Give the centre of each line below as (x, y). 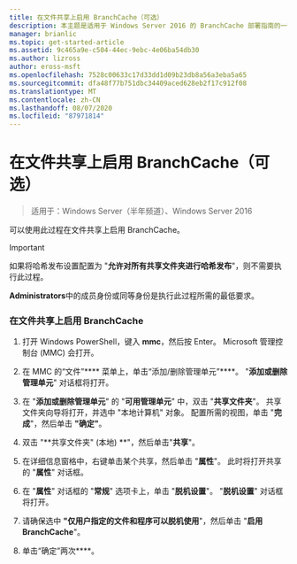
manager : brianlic (43, 34)
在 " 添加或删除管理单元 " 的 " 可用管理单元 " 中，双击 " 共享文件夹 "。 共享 (152, 402)
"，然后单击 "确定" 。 (68, 424)
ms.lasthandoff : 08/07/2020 (61, 108)
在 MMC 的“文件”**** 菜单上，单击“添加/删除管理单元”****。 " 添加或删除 (155, 372)
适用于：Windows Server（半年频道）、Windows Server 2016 (141, 211)
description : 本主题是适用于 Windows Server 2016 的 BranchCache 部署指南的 (145, 26)
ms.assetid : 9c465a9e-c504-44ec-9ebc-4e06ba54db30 (104, 50)
